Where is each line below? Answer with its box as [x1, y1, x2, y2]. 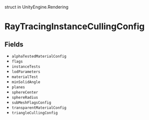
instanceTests [11, 64, 40, 69]
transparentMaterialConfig [11, 105, 67, 110]
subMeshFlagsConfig [11, 100, 52, 105]
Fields [4, 40, 24, 48]
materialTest [11, 75, 38, 79]
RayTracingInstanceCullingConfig [4, 21, 145, 32]
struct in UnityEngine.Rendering [4, 4, 69, 10]
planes [11, 85, 25, 90]
